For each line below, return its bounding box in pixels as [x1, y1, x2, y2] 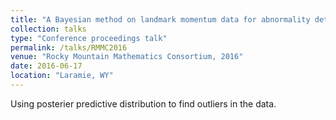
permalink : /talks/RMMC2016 [10, 42, 128, 53]
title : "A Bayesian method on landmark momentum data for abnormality [10, 14, 311, 25]
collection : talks [10, 24, 87, 34]
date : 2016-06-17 [10, 61, 83, 71]
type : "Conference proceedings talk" [10, 33, 168, 43]
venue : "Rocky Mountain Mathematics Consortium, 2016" [10, 52, 244, 62]
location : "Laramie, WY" [10, 71, 114, 81]
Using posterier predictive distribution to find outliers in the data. [10, 97, 277, 110]
